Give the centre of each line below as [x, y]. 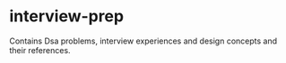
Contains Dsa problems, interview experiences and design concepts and [143, 41]
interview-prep [66, 16]
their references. [40, 50]
